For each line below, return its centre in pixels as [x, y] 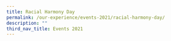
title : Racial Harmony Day [41, 12]
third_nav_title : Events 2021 [45, 29]
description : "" [27, 23]
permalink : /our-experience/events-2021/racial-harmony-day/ [86, 17]
